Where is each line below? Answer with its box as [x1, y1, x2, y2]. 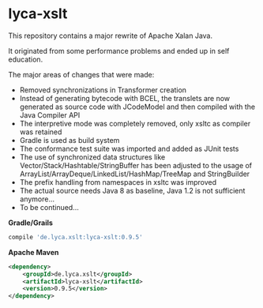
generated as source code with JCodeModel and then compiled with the [19, 102, 255, 111]
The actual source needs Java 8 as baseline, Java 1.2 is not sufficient [19, 186, 246, 195]
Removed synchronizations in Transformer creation [19, 85, 187, 95]
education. [8, 54, 43, 64]
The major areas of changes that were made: [8, 69, 155, 79]
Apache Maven [8, 247, 59, 257]
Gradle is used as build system [19, 135, 120, 145]
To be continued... [19, 202, 79, 212]
